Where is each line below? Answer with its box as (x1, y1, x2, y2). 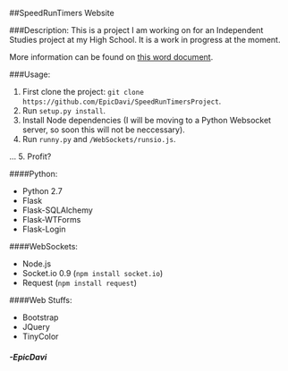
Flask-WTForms (21, 215, 81, 224)
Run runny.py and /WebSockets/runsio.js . (21, 134, 176, 144)
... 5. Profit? (9, 151, 52, 162)
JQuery (21, 322, 51, 332)
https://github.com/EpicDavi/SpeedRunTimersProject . (21, 96, 222, 106)
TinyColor (21, 331, 59, 341)
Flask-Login (21, 223, 66, 234)
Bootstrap (21, 312, 59, 323)
